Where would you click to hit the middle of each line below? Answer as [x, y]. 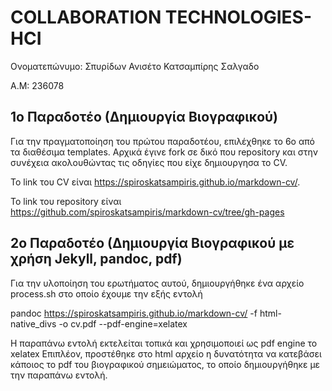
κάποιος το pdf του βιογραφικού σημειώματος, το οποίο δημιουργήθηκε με [165, 364]
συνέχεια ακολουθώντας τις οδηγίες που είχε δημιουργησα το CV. [149, 162]
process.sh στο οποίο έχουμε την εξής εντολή [106, 293]
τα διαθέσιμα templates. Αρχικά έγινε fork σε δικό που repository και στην [164, 152]
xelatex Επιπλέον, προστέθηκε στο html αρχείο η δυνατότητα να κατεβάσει [166, 353]
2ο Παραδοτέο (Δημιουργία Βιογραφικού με [152, 243]
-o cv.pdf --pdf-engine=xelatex [123, 323]
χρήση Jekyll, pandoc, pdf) [96, 259]
